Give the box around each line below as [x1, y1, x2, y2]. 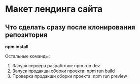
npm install [5, 44, 29, 50]
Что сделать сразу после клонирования [5, 23, 136, 31]
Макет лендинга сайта [5, 3, 103, 15]
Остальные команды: [5, 53, 50, 59]
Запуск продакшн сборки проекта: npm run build [12, 68, 115, 74]
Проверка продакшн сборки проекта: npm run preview [12, 73, 127, 79]
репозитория [5, 30, 48, 39]
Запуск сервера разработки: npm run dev [12, 63, 100, 68]
